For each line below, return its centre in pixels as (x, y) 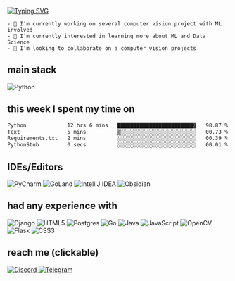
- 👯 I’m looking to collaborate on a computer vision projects (102, 49)
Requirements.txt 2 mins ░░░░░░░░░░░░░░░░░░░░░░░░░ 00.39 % (118, 138)
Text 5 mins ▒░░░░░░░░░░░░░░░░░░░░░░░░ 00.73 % (118, 132)
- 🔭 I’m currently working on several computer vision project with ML (114, 24)
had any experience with (63, 206)
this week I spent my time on (71, 109)
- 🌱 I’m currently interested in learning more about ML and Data (107, 36)
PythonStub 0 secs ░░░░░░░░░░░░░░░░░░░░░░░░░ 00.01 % (118, 145)
